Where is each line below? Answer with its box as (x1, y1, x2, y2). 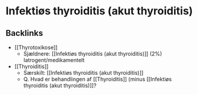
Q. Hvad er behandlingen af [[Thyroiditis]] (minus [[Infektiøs (23, 76, 172, 82)
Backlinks (5, 28, 43, 38)
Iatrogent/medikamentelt (23, 57, 85, 63)
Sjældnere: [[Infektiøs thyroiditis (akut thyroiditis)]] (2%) (23, 50, 162, 57)
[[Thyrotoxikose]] (14, 44, 58, 51)
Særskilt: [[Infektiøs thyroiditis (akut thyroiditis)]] (23, 69, 144, 76)
